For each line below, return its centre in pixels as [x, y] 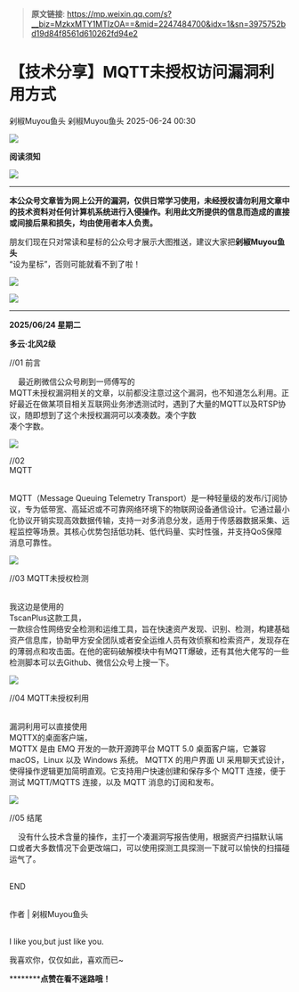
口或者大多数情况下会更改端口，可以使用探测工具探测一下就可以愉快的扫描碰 [149, 848]
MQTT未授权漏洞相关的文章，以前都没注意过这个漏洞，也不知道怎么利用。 [145, 392]
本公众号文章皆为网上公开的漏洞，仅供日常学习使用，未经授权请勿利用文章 [145, 201]
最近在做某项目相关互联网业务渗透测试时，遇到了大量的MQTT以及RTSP [147, 404]
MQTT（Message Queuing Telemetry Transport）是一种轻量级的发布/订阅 [145, 497]
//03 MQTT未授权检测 [49, 578]
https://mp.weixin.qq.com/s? [119, 14]
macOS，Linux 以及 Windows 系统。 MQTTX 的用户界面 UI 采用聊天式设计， [149, 759]
